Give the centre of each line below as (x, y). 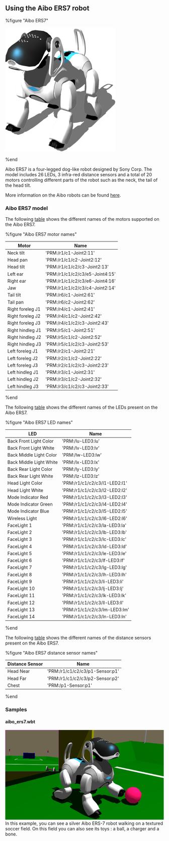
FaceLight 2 (20, 532)
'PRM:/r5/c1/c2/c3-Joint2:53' (77, 344)
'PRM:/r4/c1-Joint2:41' (70, 309)
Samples (16, 710)
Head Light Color (25, 483)
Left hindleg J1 (23, 372)
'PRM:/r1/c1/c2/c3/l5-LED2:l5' (95, 511)
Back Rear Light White (30, 476)
